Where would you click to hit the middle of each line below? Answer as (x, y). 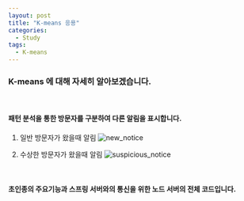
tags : (17, 45)
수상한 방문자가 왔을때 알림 (61, 154)
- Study (28, 38)
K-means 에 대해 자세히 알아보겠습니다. (80, 82)
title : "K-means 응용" (44, 23)
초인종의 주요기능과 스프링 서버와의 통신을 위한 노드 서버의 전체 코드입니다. (122, 189)
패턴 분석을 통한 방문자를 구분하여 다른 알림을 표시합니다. (95, 118)
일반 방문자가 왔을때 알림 (58, 137)
